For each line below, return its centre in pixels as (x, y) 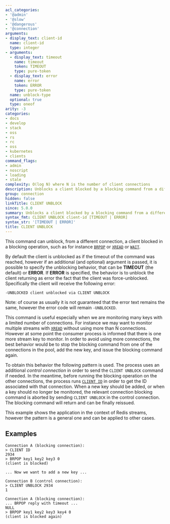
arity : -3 (16, 109)
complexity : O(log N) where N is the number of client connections (78, 185)
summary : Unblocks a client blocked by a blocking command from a (77, 213)
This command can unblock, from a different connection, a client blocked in (84, 241)
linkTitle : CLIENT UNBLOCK (34, 203)
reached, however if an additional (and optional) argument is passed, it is (81, 262)
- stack (13, 128)
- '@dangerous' (21, 24)
